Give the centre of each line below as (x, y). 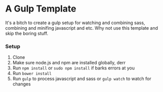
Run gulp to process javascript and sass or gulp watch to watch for (82, 79)
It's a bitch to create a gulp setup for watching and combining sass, (75, 23)
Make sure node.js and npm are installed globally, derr (69, 63)
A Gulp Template (41, 9)
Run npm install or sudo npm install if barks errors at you (73, 68)
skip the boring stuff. (27, 33)
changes (22, 84)
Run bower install (32, 73)
